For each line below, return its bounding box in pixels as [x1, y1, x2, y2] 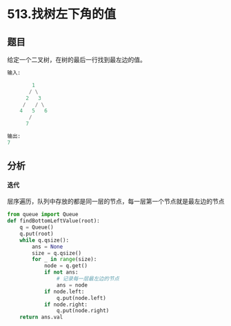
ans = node [56, 281, 88, 289]
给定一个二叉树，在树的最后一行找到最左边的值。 [7, 56, 146, 64]
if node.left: [43, 288, 85, 295]
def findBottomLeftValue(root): [7, 218, 100, 224]
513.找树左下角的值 [7, 6, 117, 22]
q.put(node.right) [56, 307, 110, 314]
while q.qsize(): [19, 236, 70, 244]
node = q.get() [43, 262, 88, 269]
